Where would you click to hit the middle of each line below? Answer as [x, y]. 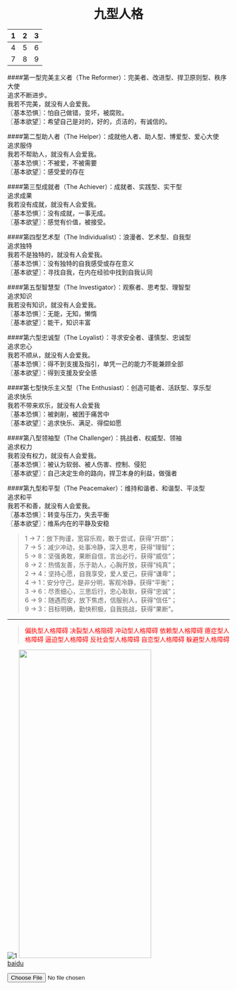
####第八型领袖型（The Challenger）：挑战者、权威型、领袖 [95, 438]
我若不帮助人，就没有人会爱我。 [54, 154]
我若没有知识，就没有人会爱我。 [54, 305]
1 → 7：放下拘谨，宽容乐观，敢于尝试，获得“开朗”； [100, 538]
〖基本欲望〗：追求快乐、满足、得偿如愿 [65, 423]
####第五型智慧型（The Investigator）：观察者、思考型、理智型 [99, 287]
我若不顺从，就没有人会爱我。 [50, 355]
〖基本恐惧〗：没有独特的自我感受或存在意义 [71, 263]
